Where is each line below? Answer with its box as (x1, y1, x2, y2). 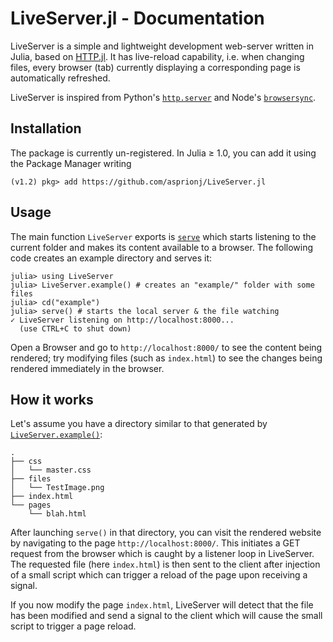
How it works (10, 391, 94, 408)
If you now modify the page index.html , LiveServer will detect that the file (10, 599, 314, 611)
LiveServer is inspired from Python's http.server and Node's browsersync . (10, 91, 317, 103)
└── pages (10, 500, 52, 511)
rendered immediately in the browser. (10, 362, 165, 374)
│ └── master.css (10, 465, 92, 476)
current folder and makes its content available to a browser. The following (10, 241, 314, 253)
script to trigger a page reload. (10, 620, 137, 632)
